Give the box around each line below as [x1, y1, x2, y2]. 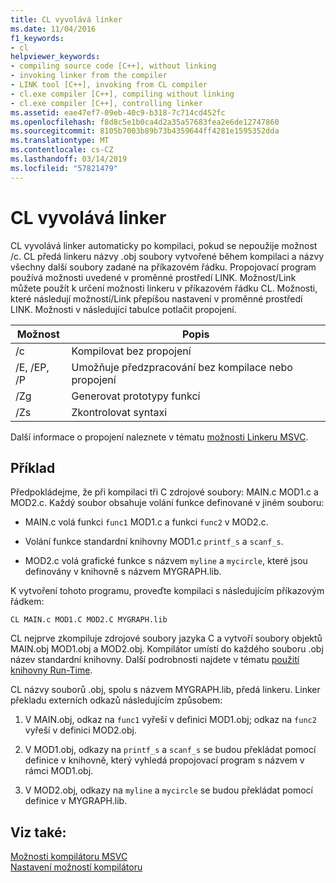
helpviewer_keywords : [10, 52, 101, 62]
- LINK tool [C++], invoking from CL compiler [10, 80, 208, 90]
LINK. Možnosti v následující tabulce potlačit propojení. [10, 303, 237, 315]
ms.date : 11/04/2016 [10, 24, 97, 34]
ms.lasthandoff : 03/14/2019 [10, 154, 128, 164]
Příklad [10, 459, 56, 476]
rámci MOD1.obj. [24, 765, 94, 777]
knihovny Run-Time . [10, 664, 93, 676]
